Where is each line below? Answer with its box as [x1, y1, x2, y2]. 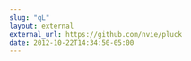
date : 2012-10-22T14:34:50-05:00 [9, 38, 135, 48]
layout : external [9, 22, 74, 30]
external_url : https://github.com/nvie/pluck [9, 30, 182, 39]
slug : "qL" [9, 13, 50, 22]
